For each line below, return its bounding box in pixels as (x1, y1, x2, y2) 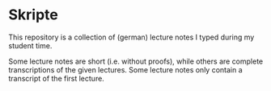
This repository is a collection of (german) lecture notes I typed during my (8, 32, 255, 42)
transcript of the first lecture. (8, 73, 105, 83)
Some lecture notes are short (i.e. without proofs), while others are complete (8, 56, 264, 66)
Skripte (8, 6, 58, 24)
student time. (8, 40, 53, 50)
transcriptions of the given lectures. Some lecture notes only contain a (8, 64, 243, 74)
